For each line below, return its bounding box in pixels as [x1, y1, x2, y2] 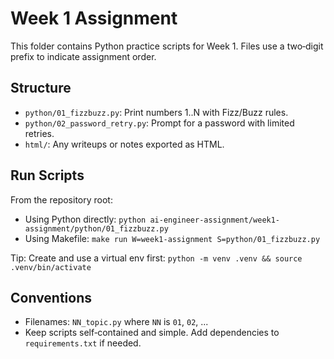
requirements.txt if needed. [24, 337, 142, 349]
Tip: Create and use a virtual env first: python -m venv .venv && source [10, 252, 303, 264]
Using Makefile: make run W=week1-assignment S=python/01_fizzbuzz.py [24, 232, 321, 244]
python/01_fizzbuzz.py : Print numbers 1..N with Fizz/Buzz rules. [24, 106, 289, 118]
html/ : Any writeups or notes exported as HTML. [24, 138, 225, 150]
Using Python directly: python [24, 213, 147, 225]
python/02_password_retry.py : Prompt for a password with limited [24, 117, 295, 129]
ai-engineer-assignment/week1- [149, 215, 281, 225]
